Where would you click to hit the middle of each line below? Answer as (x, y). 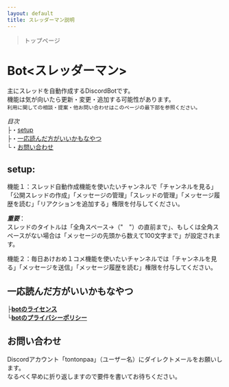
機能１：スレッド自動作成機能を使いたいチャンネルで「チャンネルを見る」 (112, 187)
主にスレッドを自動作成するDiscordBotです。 (71, 91)
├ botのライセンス (32, 309)
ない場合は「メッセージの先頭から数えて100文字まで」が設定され (122, 236)
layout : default (30, 13)
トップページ (42, 40)
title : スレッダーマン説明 (41, 20)
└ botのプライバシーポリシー (47, 318)
